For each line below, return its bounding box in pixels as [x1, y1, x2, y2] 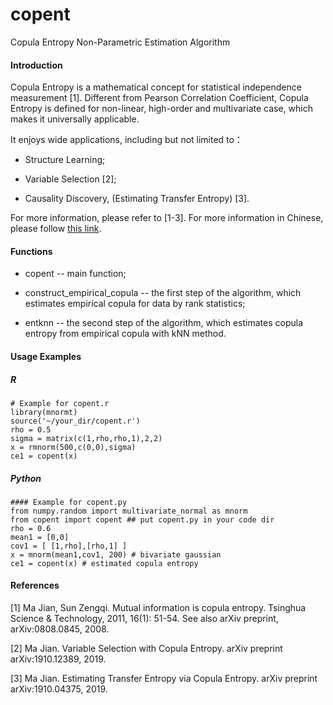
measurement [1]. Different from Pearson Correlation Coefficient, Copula [10, 92, 309, 104]
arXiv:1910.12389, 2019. [10, 653, 107, 665]
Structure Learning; [24, 154, 106, 166]
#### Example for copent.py [10, 497, 128, 507]
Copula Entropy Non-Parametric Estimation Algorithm [10, 36, 231, 48]
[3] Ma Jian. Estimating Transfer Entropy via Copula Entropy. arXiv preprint [10, 673, 318, 685]
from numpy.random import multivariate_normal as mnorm [10, 506, 248, 516]
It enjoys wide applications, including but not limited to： [10, 134, 243, 146]
